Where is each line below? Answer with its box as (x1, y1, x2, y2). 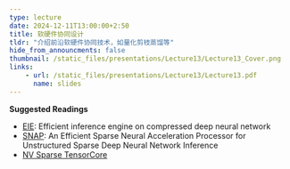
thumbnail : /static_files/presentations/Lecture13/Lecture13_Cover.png (9, 54, 281, 63)
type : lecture (9, 12, 62, 22)
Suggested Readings (9, 103, 88, 114)
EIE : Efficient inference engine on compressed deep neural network (21, 121, 271, 132)
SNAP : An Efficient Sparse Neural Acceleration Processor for (21, 130, 246, 141)
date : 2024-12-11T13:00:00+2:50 (9, 21, 129, 30)
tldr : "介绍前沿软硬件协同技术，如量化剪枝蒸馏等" (9, 37, 175, 47)
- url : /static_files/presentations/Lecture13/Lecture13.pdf (25, 71, 257, 80)
